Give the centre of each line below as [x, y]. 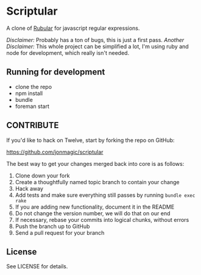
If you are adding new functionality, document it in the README [95, 207]
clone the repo [33, 87]
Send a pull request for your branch [60, 232]
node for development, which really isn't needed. [68, 52]
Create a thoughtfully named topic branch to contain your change [97, 182]
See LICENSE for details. [37, 266]
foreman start [32, 106]
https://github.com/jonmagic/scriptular [55, 152]
